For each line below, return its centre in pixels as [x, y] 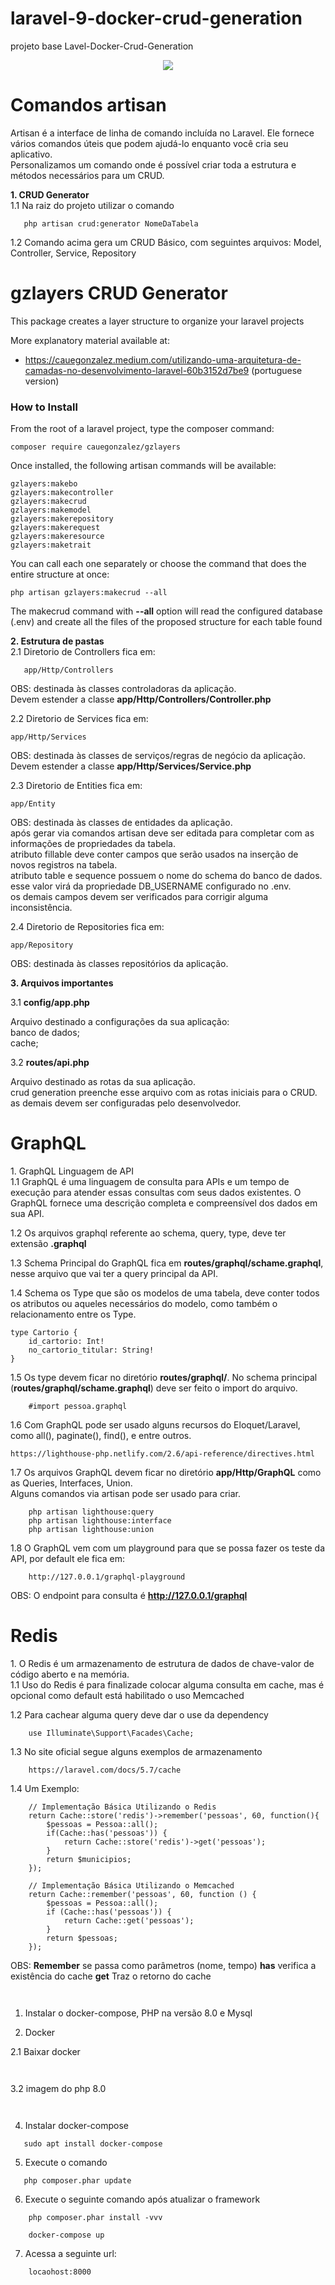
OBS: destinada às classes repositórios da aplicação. [119, 964]
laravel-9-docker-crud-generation [156, 18]
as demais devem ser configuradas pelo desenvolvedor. [126, 1103]
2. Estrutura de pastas [57, 641]
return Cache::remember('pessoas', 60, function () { [142, 1894]
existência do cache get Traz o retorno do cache [111, 1976]
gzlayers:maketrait [51, 545]
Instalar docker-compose [77, 2125]
